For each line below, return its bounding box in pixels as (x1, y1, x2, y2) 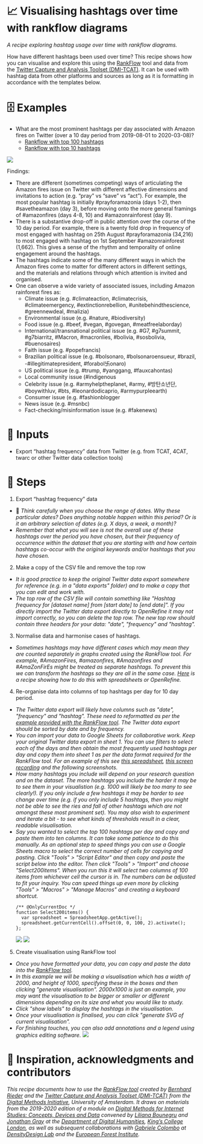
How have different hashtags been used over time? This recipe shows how (7, 53, 192, 60)
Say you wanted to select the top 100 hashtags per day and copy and (15, 828, 189, 835)
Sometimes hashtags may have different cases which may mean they (15, 644, 189, 651)
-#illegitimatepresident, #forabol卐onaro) (24, 360, 126, 367)
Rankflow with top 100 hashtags (24, 138, 104, 145)
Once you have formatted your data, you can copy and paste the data (15, 959, 191, 967)
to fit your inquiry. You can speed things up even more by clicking (15, 879, 179, 886)
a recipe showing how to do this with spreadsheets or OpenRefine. (15, 676, 181, 683)
